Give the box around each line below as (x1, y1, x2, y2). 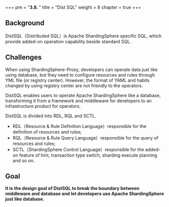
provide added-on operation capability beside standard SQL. (5, 38, 132, 44)
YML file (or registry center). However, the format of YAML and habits (5, 77, 150, 83)
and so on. (12, 157, 35, 163)
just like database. (5, 196, 45, 202)
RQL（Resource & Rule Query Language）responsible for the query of (12, 134, 159, 141)
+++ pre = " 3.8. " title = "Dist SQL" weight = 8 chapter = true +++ (5, 5, 141, 10)
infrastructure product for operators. (5, 103, 81, 109)
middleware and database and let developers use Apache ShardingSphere (5, 191, 164, 197)
